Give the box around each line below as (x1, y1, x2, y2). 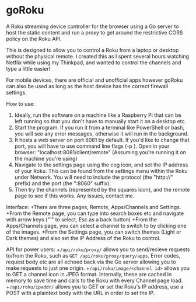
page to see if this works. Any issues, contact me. (14, 192, 135, 199)
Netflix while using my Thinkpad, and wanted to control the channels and (6, 59, 181, 66)
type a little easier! (6, 65, 51, 72)
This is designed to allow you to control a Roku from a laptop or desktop (6, 46, 179, 53)
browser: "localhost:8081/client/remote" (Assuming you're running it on (14, 148, 187, 155)
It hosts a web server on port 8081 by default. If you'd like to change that (14, 136, 190, 143)
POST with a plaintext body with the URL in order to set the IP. (6, 289, 155, 296)
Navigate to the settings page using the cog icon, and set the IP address (14, 161, 188, 168)
